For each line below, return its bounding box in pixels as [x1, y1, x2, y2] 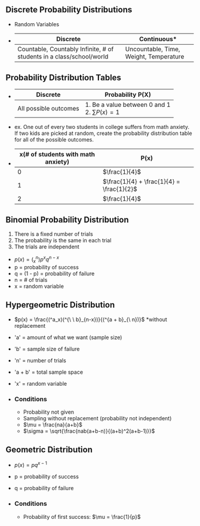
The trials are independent [14, 243, 80, 250]
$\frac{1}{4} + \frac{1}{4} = [103, 177, 180, 186]
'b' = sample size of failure [14, 345, 80, 352]
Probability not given [23, 408, 75, 416]
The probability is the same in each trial [14, 237, 112, 244]
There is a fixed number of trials [14, 230, 93, 238]
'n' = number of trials [14, 356, 66, 364]
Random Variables [14, 20, 60, 27]
